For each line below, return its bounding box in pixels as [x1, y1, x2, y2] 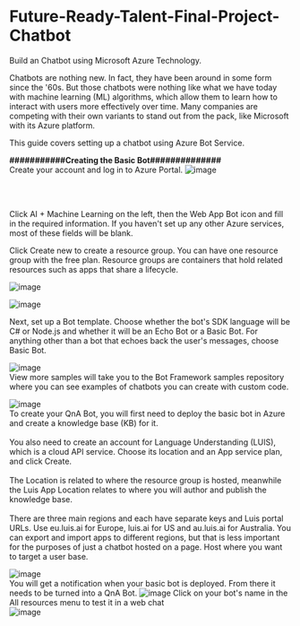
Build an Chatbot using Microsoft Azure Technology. [9, 55, 202, 65]
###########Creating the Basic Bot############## [9, 154, 222, 165]
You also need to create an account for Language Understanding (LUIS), [9, 437, 276, 448]
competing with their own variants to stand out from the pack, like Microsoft [9, 110, 289, 121]
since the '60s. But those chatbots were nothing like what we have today [9, 82, 278, 92]
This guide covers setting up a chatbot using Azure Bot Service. [9, 137, 244, 148]
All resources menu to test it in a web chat [9, 596, 165, 607]
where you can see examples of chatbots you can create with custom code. [9, 381, 289, 392]
